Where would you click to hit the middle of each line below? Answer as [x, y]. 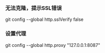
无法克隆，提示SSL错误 [33, 8]
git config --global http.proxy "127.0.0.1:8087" [53, 45]
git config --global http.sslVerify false [44, 19]
